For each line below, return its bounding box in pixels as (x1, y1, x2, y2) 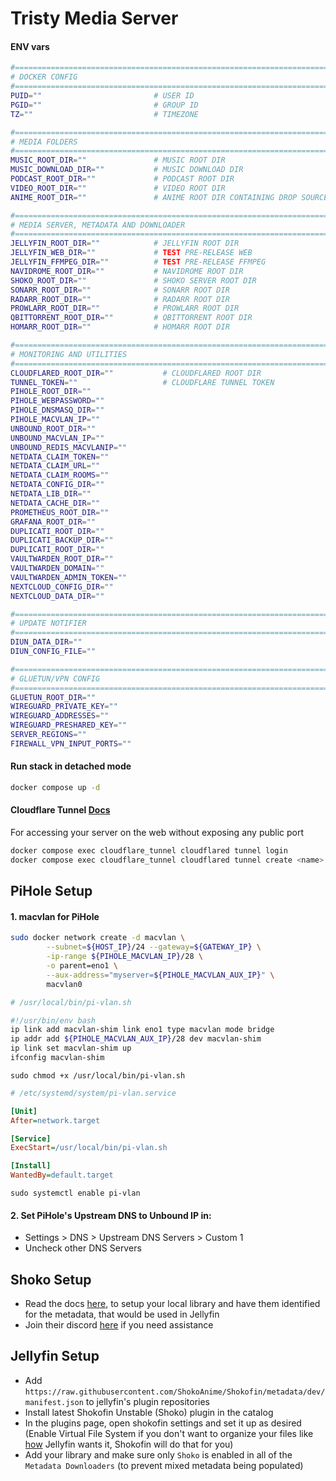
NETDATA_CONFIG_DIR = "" (10, 480, 105, 490)
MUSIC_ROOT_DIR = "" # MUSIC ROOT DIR (10, 155, 226, 166)
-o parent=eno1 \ (46, 961, 118, 971)
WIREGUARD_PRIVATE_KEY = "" (10, 702, 118, 712)
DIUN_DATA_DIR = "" (10, 637, 83, 647)
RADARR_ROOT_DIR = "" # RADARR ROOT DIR (10, 294, 230, 304)
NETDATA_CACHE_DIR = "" (10, 498, 101, 508)
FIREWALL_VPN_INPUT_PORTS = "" (10, 738, 132, 749)
